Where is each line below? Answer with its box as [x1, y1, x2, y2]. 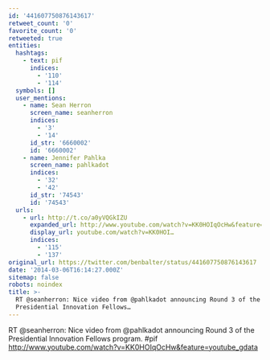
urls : [15, 206, 35, 214]
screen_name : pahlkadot [29, 162, 110, 170]
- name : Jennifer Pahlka [22, 153, 106, 162]
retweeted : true [8, 34, 63, 43]
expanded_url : [29, 221, 78, 229]
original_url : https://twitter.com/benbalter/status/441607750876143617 [8, 258, 257, 266]
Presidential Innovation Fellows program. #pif [8, 333, 158, 343]
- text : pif [22, 57, 63, 65]
